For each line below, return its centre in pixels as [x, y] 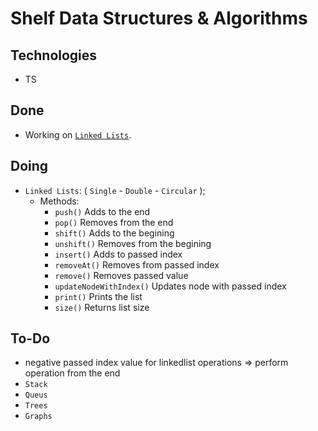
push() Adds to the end [102, 211]
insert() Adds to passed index [118, 254]
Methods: [59, 201]
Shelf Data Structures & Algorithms [159, 18]
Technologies [54, 55]
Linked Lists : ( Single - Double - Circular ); [115, 190]
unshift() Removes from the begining [133, 243]
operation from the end [72, 373]
